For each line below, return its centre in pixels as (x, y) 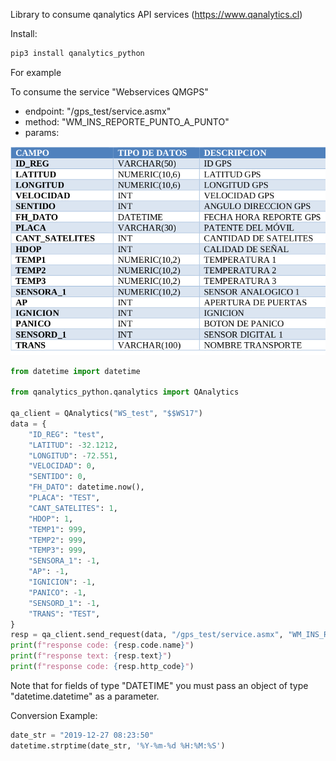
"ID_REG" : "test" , (66, 434)
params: (42, 132)
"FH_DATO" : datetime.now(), (86, 487)
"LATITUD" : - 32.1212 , (73, 445)
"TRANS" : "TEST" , (64, 614)
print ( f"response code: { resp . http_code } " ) (102, 667)
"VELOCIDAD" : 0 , (62, 466)
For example (36, 72)
